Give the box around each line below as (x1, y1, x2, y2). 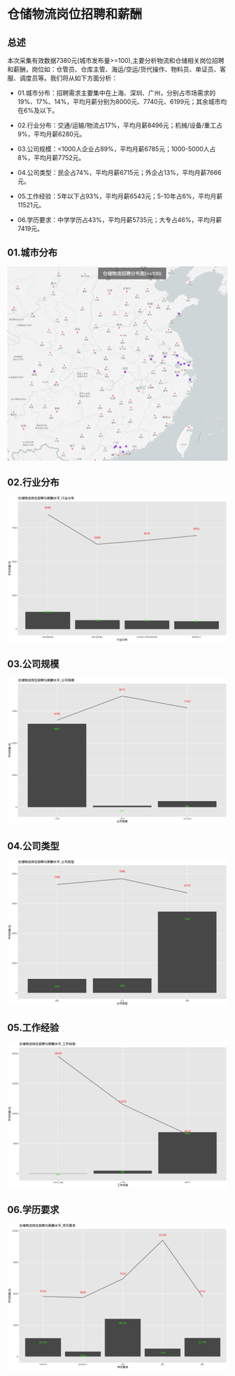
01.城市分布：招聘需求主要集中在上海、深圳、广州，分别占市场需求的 (17, 89, 216, 97)
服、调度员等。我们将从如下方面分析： (7, 74, 117, 82)
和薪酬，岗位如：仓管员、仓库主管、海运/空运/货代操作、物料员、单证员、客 (7, 65, 227, 74)
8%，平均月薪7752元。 (17, 153, 85, 162)
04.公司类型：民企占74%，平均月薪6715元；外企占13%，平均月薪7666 (17, 169, 222, 176)
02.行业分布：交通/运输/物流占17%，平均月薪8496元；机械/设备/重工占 (17, 121, 222, 130)
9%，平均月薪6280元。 (17, 130, 86, 138)
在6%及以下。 (17, 106, 59, 114)
